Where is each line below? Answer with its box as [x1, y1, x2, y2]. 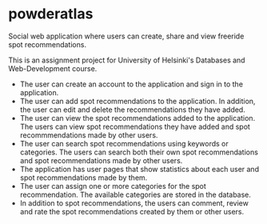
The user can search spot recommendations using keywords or [19, 138, 229, 148]
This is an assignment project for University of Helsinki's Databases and [8, 55, 245, 65]
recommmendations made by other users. [19, 130, 158, 140]
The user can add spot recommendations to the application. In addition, [19, 96, 256, 106]
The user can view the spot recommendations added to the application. [19, 113, 256, 122]
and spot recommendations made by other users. [19, 155, 183, 165]
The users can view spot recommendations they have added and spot [19, 122, 250, 131]
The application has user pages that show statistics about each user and [19, 164, 260, 174]
